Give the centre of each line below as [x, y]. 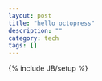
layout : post [30, 16]
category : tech [34, 38]
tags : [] [23, 46]
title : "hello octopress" [51, 23]
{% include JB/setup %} [48, 68]
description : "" [35, 30]
